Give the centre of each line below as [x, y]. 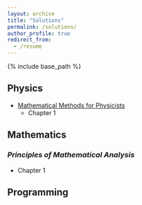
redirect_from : [30, 40]
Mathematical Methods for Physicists [71, 105]
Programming [38, 192]
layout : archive [31, 14]
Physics [25, 88]
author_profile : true [39, 33]
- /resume [28, 46]
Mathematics [37, 135]
